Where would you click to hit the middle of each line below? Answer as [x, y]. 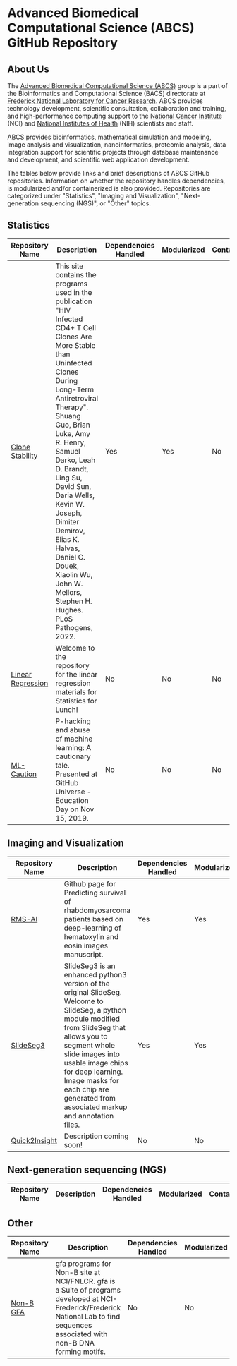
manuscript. [84, 954]
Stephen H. [74, 601]
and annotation [89, 1116]
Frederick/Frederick [88, 1308]
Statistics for [76, 701]
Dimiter [67, 521]
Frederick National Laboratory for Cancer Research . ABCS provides [105, 101]
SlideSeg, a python [95, 1010]
